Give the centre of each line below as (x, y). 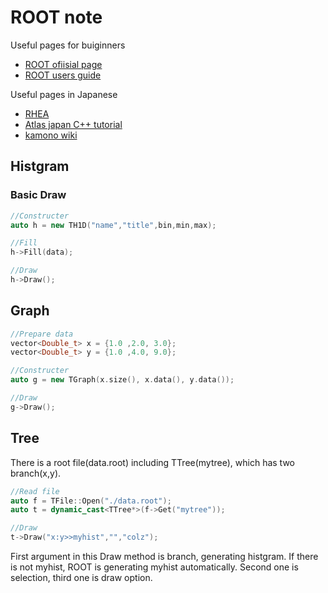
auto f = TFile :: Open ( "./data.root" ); (91, 501)
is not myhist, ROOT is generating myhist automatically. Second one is (154, 567)
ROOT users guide (63, 75)
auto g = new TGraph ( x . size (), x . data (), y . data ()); (122, 380)
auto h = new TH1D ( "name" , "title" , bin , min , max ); (113, 225)
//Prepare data (42, 334)
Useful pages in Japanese (64, 94)
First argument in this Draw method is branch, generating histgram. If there (164, 556)
